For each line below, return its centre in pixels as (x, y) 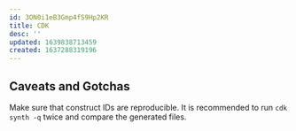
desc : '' (25, 34)
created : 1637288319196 (53, 50)
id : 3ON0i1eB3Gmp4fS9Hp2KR (59, 17)
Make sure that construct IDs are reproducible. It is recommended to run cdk (148, 107)
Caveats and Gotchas (70, 86)
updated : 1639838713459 (53, 42)
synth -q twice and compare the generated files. (98, 117)
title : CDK (29, 26)
